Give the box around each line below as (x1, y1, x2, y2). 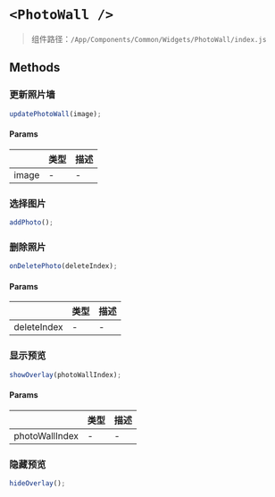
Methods (9, 60, 61, 75)
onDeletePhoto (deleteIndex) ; (9, 262, 118, 271)
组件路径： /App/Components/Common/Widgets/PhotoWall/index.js (30, 33, 267, 44)
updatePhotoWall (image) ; (9, 109, 102, 118)
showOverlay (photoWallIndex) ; (9, 370, 122, 379)
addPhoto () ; (9, 218, 54, 227)
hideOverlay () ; (9, 478, 66, 488)
